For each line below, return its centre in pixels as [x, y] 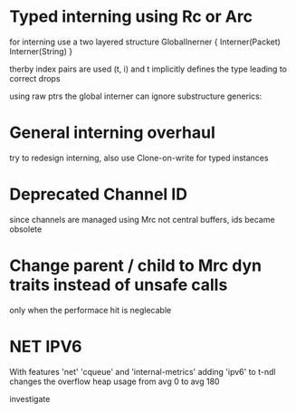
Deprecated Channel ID [99, 194]
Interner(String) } [41, 51]
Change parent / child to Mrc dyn [136, 265]
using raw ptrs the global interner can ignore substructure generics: [136, 96]
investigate [30, 399]
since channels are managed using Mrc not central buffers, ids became [142, 219]
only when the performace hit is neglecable [91, 310]
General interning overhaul [112, 133]
